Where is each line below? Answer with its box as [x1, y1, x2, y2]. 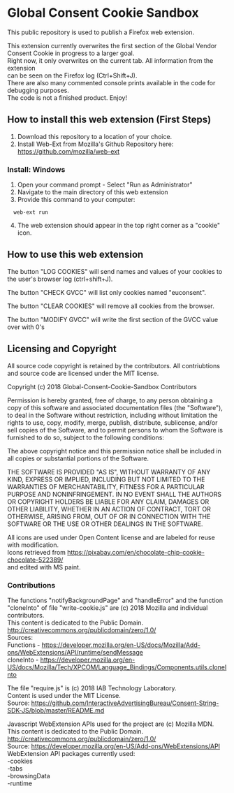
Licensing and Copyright [7, 343, 117, 355]
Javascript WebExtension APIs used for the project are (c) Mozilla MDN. [7, 720, 214, 728]
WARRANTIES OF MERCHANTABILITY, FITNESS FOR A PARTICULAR [7, 482, 205, 490]
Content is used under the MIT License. [7, 691, 121, 699]
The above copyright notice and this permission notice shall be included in [7, 446, 221, 455]
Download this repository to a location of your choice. [17, 132, 173, 140]
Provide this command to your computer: [17, 196, 136, 204]
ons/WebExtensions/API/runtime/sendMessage [7, 648, 143, 656]
